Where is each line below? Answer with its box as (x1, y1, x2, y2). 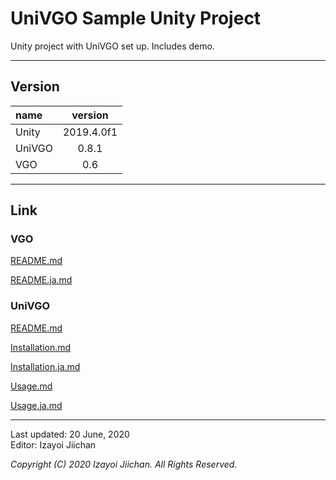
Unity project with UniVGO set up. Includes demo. (10, 40, 215, 52)
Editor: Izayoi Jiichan (10, 438, 97, 451)
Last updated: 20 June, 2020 (10, 428, 130, 440)
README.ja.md (10, 274, 73, 286)
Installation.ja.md (10, 360, 81, 372)
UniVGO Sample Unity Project (10, 7, 262, 30)
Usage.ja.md (10, 399, 63, 411)
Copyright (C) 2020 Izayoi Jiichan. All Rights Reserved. (10, 458, 238, 470)
